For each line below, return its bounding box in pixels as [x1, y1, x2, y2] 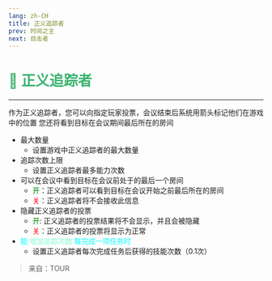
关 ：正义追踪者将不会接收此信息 [32, 196, 139, 206]
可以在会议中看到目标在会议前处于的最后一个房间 [19, 176, 184, 185]
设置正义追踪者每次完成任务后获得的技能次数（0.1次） [32, 246, 212, 256]
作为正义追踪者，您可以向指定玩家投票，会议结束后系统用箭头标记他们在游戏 [8, 108, 264, 117]
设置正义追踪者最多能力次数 [32, 165, 125, 175]
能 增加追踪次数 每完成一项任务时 [19, 236, 131, 246]
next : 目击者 [8, 34, 49, 43]
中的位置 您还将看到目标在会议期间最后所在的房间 [8, 118, 174, 128]
